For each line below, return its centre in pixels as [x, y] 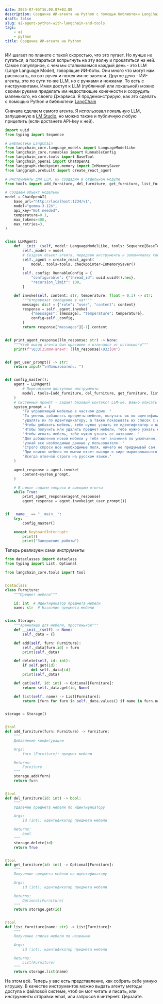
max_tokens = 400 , [30, 220]
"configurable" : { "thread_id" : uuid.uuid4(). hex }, [83, 278]
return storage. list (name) [41, 972]
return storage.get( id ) [38, 910]
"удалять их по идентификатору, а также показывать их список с [89, 421]
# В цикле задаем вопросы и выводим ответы [58, 488]
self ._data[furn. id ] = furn [51, 647]
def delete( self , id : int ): [42, 661]
